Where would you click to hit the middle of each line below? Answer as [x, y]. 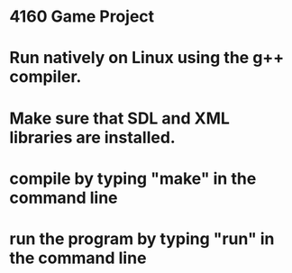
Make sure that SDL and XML [119, 118]
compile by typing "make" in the [133, 178]
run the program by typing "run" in [142, 238]
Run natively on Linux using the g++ [147, 58]
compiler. [46, 77]
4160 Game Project [82, 17]
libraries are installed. [92, 137]
